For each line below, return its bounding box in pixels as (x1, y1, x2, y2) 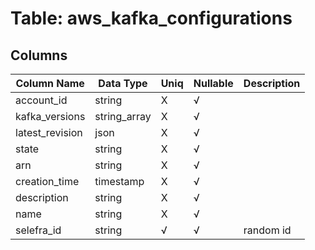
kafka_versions (15, 110, 86, 123)
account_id (15, 93, 68, 107)
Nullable (193, 77, 234, 90)
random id (243, 223, 292, 237)
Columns (10, 47, 68, 64)
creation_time (15, 175, 80, 188)
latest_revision (15, 126, 83, 139)
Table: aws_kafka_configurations (10, 7, 293, 30)
